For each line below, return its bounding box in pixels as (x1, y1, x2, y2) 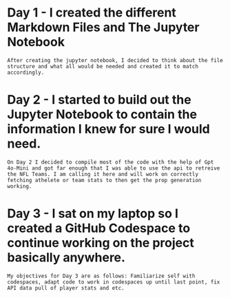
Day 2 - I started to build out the (7, 92, 191, 108)
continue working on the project (7, 235, 194, 251)
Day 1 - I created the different (7, 5, 177, 21)
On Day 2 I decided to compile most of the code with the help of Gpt (7, 159, 214, 166)
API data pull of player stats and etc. (7, 284, 125, 291)
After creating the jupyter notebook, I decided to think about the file (7, 57, 224, 63)
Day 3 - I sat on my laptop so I (7, 206, 179, 221)
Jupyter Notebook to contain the (7, 107, 198, 122)
